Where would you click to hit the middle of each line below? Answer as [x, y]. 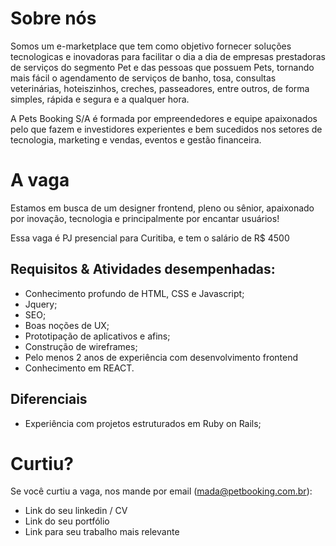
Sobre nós [53, 18]
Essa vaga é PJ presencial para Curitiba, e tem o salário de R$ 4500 [150, 238]
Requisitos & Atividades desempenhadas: [143, 269]
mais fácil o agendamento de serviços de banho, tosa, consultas [143, 78]
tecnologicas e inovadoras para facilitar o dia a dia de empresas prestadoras [168, 56]
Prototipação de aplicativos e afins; [97, 336]
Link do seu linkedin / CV [76, 511]
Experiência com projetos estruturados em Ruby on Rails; [143, 423]
